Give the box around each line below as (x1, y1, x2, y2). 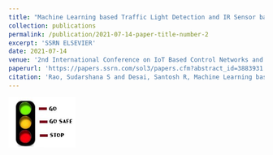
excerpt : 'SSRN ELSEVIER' (8, 39, 96, 47)
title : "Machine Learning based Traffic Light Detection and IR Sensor (8, 13, 256, 21)
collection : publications (8, 21, 96, 30)
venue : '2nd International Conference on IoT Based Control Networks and (8, 56, 264, 64)
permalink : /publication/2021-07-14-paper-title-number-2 (8, 30, 209, 38)
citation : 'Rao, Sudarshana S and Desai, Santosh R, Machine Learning (8, 73, 253, 81)
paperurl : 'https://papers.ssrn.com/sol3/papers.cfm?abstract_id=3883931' (8, 65, 267, 73)
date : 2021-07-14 (8, 47, 67, 56)
